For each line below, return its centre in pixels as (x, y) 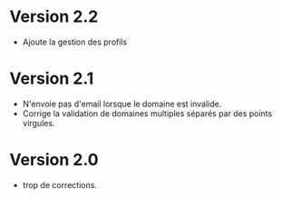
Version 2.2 (54, 17)
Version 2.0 (54, 160)
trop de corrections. (60, 184)
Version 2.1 (52, 79)
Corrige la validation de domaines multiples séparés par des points (147, 113)
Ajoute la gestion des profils (75, 42)
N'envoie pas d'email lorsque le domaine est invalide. (122, 104)
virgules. (39, 123)
